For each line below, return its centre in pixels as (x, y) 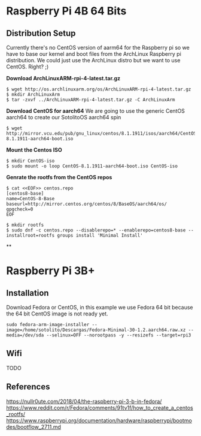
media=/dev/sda (25, 335)
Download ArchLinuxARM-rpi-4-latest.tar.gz (63, 78)
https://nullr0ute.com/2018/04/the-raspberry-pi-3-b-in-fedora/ (84, 401)
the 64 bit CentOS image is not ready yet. (57, 314)
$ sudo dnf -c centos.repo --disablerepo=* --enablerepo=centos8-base (96, 230)
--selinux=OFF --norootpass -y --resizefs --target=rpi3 (119, 335)
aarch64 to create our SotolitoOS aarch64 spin (64, 117)
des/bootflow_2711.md (34, 426)
